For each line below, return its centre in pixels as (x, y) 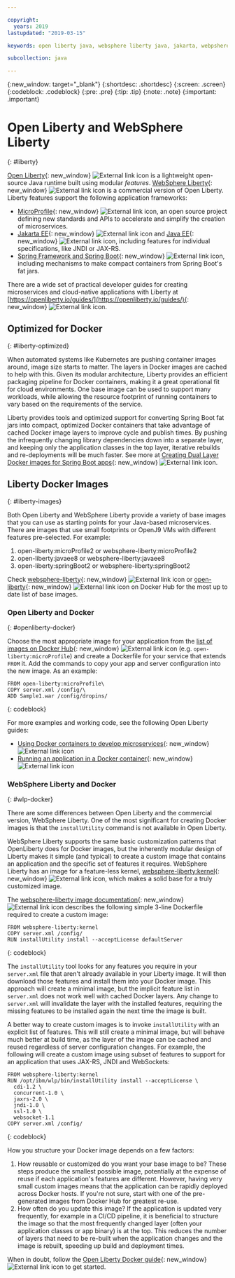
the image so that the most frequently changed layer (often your (110, 1223)
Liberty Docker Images (58, 484)
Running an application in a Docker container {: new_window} (105, 759)
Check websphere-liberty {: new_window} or (100, 579)
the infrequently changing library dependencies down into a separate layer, (115, 440)
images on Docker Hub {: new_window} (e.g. (100, 648)
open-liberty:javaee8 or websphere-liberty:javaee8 (91, 558)
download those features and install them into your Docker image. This (109, 981)
